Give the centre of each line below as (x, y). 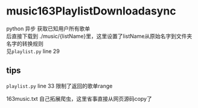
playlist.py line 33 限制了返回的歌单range (59, 86)
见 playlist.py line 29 (33, 51)
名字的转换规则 (25, 43)
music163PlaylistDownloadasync (91, 11)
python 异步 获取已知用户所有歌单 (48, 28)
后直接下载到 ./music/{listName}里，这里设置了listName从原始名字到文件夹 (99, 36)
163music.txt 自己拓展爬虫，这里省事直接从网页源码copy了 (79, 98)
